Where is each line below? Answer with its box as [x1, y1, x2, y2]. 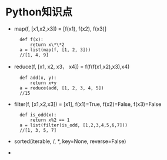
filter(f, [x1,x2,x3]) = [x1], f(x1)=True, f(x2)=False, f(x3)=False [14, 101, 162, 108]
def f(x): [19, 36, 44, 42]
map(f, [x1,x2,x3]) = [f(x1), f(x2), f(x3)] [14, 25, 107, 32]
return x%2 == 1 [29, 117, 70, 123]
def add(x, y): [19, 75, 57, 81]
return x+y [29, 80, 57, 86]
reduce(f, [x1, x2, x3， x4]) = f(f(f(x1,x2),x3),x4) [14, 63, 130, 70]
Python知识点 [5, 5, 73, 19]
